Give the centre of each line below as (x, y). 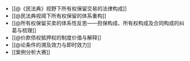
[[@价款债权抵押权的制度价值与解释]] (56, 37)
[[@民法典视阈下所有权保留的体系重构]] (59, 16)
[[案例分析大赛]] (31, 52)
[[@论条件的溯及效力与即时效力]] (51, 45)
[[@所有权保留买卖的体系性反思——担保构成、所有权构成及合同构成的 (95, 23)
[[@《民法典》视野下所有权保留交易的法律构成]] (69, 8)
